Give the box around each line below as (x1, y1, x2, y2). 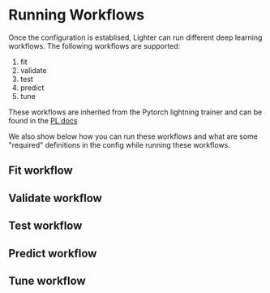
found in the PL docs (8, 115, 78, 125)
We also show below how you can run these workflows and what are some (8, 131, 258, 141)
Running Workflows (8, 6, 144, 24)
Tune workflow (8, 274, 87, 287)
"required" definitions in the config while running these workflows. (8, 140, 231, 149)
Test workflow (8, 219, 83, 233)
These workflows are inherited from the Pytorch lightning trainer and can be (8, 107, 263, 117)
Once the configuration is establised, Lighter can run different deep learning (8, 32, 263, 42)
